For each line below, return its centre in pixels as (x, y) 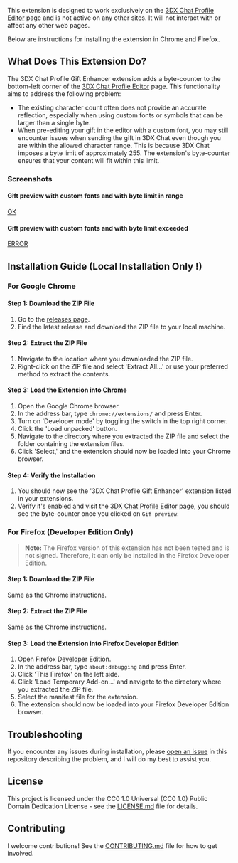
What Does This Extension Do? (77, 62)
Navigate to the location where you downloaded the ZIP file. (105, 359)
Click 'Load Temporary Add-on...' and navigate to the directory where (119, 682)
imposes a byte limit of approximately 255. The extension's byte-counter (124, 153)
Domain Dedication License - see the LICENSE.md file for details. (103, 806)
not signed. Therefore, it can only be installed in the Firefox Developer (127, 555)
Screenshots (30, 179)
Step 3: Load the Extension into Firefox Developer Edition (93, 643)
